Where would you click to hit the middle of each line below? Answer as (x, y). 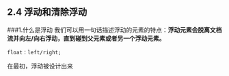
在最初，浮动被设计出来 (40, 66)
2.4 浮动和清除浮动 (47, 12)
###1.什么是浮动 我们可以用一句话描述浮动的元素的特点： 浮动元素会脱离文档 (114, 30)
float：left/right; (34, 52)
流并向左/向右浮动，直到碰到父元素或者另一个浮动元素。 (86, 38)
